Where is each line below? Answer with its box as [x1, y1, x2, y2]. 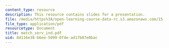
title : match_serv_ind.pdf [5, 30, 62, 35]
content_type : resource [5, 7, 55, 12]
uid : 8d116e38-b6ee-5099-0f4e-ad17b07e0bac [5, 35, 98, 40]
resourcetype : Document [5, 26, 55, 31]
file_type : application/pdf [5, 21, 64, 26]
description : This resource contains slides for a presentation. [5, 12, 145, 17]
